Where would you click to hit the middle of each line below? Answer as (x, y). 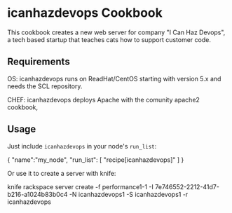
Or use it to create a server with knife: (62, 173)
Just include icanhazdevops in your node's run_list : (82, 146)
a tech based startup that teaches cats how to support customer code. (109, 39)
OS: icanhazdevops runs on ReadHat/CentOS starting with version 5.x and (114, 78)
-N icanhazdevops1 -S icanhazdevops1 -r (129, 194)
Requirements (39, 62)
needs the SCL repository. (45, 86)
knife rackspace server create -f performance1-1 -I (81, 186)
